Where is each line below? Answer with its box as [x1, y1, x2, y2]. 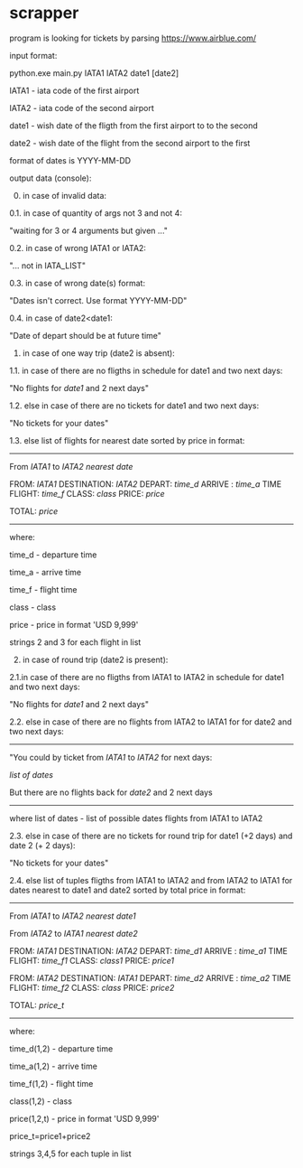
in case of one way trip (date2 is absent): [22, 347, 176, 359]
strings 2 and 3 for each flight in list [9, 636, 142, 648]
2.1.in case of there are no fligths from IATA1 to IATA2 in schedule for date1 [9, 671, 285, 682]
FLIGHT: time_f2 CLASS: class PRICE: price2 [9, 982, 175, 993]
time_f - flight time [9, 584, 78, 594]
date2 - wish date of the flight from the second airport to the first [9, 137, 251, 148]
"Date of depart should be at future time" [9, 330, 162, 341]
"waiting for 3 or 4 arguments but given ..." [9, 225, 169, 236]
